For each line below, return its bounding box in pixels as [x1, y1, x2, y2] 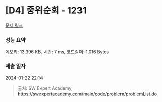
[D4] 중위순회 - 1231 [5, 5, 87, 16]
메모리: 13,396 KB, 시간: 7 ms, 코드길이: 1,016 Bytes [5, 49, 109, 55]
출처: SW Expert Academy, [17, 85, 73, 91]
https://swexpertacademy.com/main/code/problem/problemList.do [17, 91, 157, 97]
